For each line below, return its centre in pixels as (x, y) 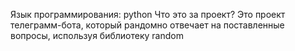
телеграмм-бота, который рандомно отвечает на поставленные (147, 25)
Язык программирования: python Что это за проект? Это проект (148, 14)
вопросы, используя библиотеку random (97, 35)
